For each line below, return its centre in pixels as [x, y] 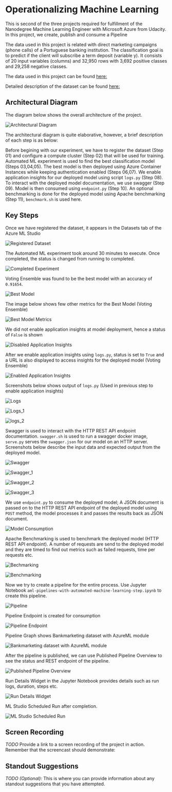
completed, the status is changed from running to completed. [70, 258]
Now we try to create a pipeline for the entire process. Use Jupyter [76, 584]
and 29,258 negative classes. [36, 66]
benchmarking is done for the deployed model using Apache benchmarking [85, 194]
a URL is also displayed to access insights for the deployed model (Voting [83, 360]
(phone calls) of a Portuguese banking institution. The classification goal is [84, 50]
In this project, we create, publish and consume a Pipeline [66, 34]
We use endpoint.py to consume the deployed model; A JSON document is [85, 502]
